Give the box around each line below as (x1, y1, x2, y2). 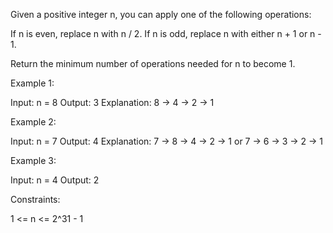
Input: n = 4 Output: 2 (10, 174, 100, 186)
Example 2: (10, 116, 57, 128)
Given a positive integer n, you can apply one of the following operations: (10, 9, 312, 20)
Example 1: (10, 77, 55, 89)
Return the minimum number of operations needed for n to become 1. (10, 58, 296, 69)
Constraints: (10, 194, 61, 205)
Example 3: (10, 155, 57, 166)
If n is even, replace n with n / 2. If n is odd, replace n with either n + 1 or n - (10, 28, 322, 39)
